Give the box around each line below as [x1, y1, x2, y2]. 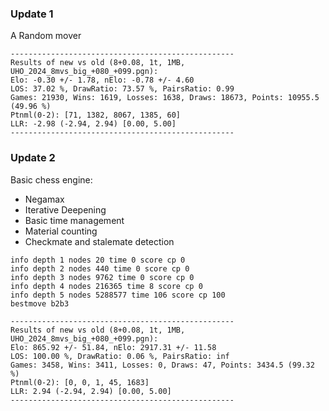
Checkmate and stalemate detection [24, 235, 175, 247]
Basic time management [24, 214, 125, 226]
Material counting [24, 225, 98, 237]
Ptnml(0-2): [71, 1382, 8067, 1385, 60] [10, 110, 182, 121]
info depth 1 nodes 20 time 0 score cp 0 [10, 255, 186, 265]
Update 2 [10, 151, 56, 165]
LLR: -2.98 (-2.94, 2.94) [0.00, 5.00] [10, 119, 177, 129]
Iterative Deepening [24, 203, 107, 216]
